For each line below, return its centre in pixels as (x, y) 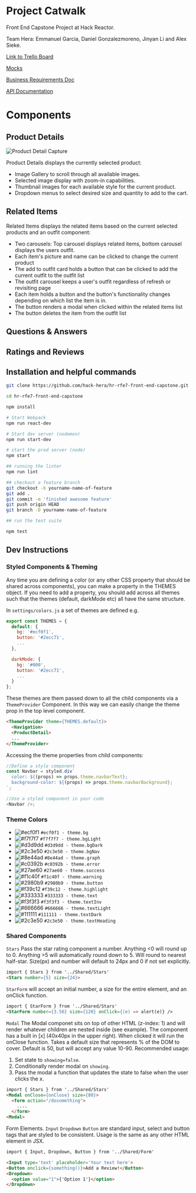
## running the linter (34, 467)
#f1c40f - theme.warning (71, 877)
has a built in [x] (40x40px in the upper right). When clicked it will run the (95, 1035)
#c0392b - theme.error (72, 864)
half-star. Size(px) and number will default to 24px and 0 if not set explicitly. (98, 961)
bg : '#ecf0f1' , (35, 632)
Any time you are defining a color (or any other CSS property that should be (98, 580)
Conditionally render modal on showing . (62, 1066)
